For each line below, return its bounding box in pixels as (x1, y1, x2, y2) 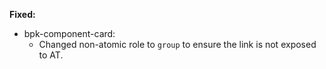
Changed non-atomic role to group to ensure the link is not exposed (38, 39, 317, 50)
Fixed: (9, 9, 36, 20)
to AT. (38, 49, 64, 61)
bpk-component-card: (23, 28, 116, 39)
